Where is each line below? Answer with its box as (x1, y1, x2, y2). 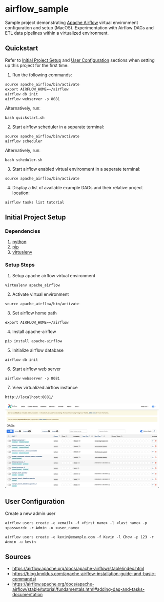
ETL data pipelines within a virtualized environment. (5, 30, 109, 36)
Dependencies (5, 228, 41, 235)
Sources (5, 553, 31, 561)
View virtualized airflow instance (12, 384, 78, 390)
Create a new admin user (5, 510, 56, 516)
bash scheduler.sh (5, 157, 42, 162)
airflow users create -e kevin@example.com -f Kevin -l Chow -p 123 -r (5, 535, 154, 539)
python (12, 239, 27, 245)
